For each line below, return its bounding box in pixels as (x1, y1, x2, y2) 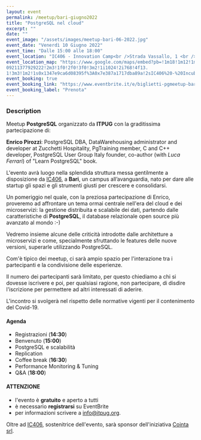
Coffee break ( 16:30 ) (14, 357, 67, 364)
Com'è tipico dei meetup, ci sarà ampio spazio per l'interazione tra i (6, 255, 173, 262)
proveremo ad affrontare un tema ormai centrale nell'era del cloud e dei (6, 200, 182, 207)
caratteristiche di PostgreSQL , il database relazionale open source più (6, 212, 179, 220)
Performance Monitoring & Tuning (14, 363, 99, 370)
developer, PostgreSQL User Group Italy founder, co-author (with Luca (6, 151, 181, 158)
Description (6, 106, 41, 115)
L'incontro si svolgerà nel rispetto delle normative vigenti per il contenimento (6, 298, 195, 305)
